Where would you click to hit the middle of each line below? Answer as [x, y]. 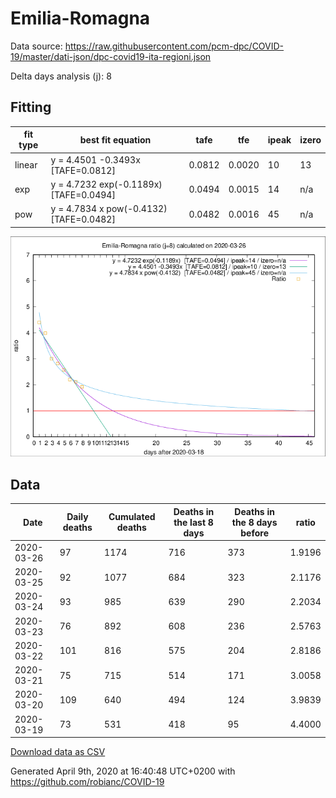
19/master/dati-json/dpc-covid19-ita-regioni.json [111, 56]
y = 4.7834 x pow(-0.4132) [109, 208]
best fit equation [115, 139]
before [254, 533]
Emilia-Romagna [80, 18]
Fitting [31, 107]
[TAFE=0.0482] [83, 219]
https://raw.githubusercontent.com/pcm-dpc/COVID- [174, 46]
